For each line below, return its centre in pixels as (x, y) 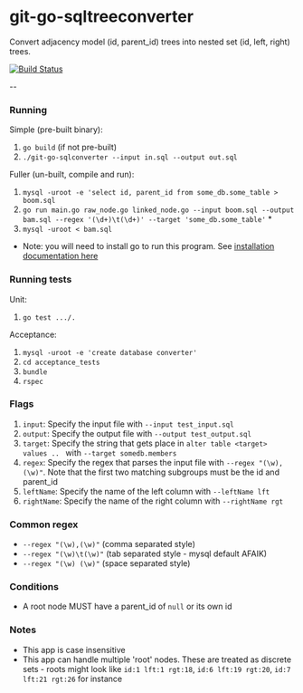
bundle (35, 372)
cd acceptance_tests (61, 362)
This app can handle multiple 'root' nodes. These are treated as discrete (157, 659)
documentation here (60, 256)
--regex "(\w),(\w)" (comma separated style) (109, 544)
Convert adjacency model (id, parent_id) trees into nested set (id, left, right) (150, 42)
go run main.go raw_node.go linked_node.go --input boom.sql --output (158, 210)
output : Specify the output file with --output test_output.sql (137, 433)
